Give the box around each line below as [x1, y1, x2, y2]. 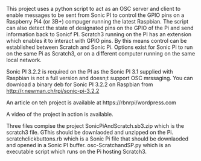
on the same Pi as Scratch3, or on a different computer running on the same [6, 50, 196, 57]
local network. [6, 57, 42, 63]
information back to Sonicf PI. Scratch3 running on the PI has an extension [6, 31, 192, 38]
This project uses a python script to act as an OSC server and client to [6, 5, 181, 12]
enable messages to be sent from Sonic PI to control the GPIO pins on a [6, 11, 185, 19]
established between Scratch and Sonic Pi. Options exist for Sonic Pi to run [6, 43, 193, 51]
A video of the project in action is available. [6, 111, 113, 118]
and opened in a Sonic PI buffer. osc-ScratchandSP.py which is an [6, 142, 171, 148]
